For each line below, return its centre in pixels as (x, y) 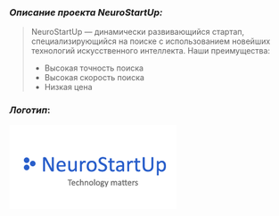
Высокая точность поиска (94, 68)
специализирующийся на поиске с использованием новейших (151, 41)
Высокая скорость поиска (94, 78)
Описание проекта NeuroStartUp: (86, 12)
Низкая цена (68, 87)
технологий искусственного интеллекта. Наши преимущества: (150, 51)
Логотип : (30, 111)
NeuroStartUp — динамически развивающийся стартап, (138, 32)
